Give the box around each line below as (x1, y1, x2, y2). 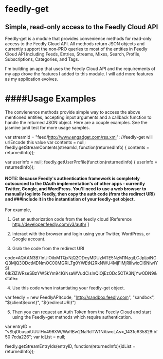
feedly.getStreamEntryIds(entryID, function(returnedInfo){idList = (5, 343, 136, 349)
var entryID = (5, 323, 32, 329)
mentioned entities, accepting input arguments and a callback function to (5, 114, 152, 120)
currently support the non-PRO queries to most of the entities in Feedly (5, 46, 147, 52)
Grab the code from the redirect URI (12, 246, 84, 251)
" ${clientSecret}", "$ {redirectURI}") (5, 300, 76, 305)
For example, (5, 207, 32, 213)
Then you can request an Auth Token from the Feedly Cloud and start (12, 309, 151, 315)
